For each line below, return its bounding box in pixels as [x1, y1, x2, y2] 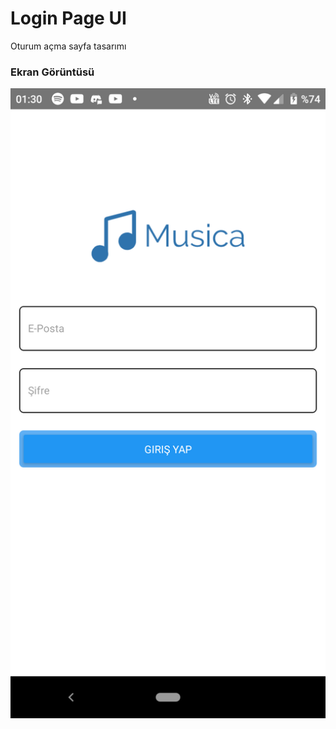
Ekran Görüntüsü [10, 65, 95, 79]
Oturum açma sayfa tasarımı [10, 40, 127, 52]
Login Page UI [10, 7, 127, 30]
